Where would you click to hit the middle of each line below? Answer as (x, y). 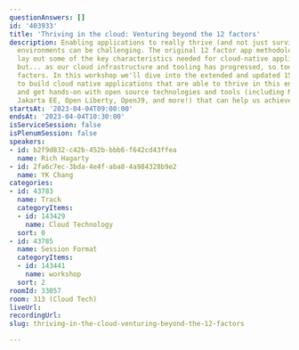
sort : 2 (32, 282)
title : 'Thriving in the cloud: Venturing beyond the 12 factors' (135, 34)
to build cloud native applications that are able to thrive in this (149, 84)
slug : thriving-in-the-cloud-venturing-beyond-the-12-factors (127, 324)
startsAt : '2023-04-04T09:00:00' (71, 109)
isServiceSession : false (55, 126)
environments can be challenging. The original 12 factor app (135, 51)
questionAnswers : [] (48, 17)
